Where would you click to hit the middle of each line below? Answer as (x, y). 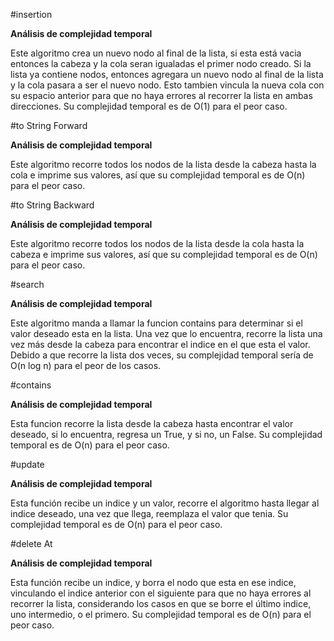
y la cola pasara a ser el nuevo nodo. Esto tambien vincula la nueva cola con (167, 85)
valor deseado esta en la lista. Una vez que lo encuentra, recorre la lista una (166, 333)
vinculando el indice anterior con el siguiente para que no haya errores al (161, 593)
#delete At (31, 543)
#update (27, 464)
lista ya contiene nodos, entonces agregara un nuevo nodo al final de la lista (167, 74)
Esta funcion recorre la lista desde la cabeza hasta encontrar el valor (152, 423)
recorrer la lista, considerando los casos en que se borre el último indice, (161, 603)
